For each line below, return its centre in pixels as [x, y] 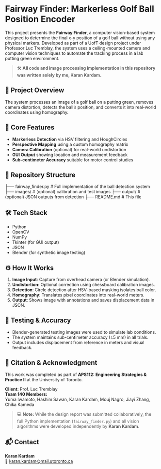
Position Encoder [40, 19]
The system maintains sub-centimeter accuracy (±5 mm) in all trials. [80, 337]
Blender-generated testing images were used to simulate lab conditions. [84, 332]
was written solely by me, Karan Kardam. [59, 75]
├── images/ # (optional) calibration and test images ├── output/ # [73, 192]
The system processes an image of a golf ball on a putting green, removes [79, 102]
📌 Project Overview [35, 90]
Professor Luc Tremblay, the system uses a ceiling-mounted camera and [78, 48]
